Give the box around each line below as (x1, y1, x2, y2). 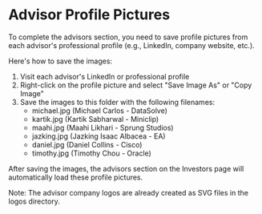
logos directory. (8, 196, 60, 206)
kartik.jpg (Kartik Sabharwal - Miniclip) (31, 114, 159, 123)
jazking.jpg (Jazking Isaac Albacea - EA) (31, 131, 166, 141)
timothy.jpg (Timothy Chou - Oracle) (31, 148, 152, 158)
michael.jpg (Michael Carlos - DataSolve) (31, 106, 168, 115)
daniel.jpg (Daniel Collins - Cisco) (31, 139, 143, 149)
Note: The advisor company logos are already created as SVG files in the (8, 188, 248, 197)
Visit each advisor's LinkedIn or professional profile (19, 71, 190, 81)
